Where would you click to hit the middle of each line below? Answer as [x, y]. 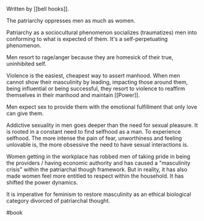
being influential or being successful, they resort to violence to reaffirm [96, 89]
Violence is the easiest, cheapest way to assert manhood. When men [93, 75]
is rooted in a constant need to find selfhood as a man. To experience [94, 132]
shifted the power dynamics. [42, 182]
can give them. [25, 113]
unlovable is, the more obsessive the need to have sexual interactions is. [97, 145]
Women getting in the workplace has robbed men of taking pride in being [98, 156]
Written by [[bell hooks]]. [38, 9]
